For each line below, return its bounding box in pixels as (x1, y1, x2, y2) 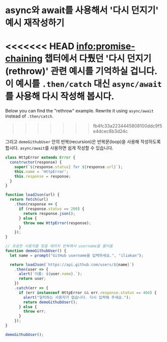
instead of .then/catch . (5, 113, 54, 119)
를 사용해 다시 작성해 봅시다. (5, 91, 115, 102)
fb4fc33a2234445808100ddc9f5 (93, 123, 162, 129)
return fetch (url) (10, 197, 49, 202)
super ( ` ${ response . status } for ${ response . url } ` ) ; (14, 164, 123, 169)
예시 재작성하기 (5, 17, 65, 29)
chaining (5, 53, 43, 65)
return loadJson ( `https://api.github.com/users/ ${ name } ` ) (10, 262, 135, 267)
